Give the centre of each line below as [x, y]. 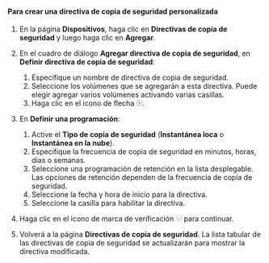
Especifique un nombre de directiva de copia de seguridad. [130, 77]
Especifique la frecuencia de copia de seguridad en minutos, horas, [144, 152]
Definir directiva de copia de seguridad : [87, 62]
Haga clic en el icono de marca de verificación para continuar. [127, 219]
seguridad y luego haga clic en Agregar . [87, 38]
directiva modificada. [55, 252]
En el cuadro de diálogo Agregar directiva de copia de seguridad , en [135, 53]
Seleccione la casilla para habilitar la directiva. [108, 203]
